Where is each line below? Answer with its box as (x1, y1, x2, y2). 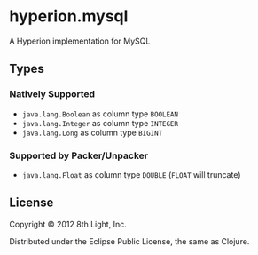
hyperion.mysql (9, 6, 129, 27)
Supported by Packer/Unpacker (9, 149, 149, 162)
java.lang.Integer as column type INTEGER (21, 117, 179, 128)
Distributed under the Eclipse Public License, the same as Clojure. (9, 235, 250, 246)
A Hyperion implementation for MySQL (9, 36, 151, 46)
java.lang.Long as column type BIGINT (21, 127, 163, 138)
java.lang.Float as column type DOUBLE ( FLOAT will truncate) (21, 169, 241, 179)
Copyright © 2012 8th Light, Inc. (9, 219, 127, 229)
